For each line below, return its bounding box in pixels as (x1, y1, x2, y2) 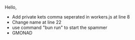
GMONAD (12, 30, 33, 35)
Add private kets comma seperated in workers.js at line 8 (12, 14, 130, 19)
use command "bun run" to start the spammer (12, 24, 107, 30)
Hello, (5, 4, 17, 10)
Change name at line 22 (12, 19, 62, 25)
